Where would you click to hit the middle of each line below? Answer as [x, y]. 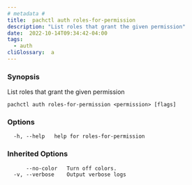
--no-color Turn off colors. [71, 168]
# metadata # [26, 14]
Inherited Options [38, 154]
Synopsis [23, 77]
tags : [15, 40]
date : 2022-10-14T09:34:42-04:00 [58, 33]
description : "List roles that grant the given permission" [97, 26]
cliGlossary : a [31, 53]
